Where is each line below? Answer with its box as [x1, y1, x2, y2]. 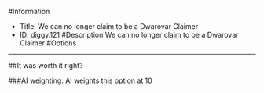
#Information [8, 7, 50, 16]
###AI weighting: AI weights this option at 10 [8, 76, 153, 85]
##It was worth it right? [8, 61, 84, 70]
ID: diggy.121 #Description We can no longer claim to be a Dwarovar [19, 30, 239, 39]
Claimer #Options [19, 38, 77, 48]
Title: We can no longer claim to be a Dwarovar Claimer [19, 22, 199, 30]
